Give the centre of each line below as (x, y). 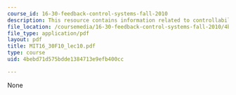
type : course (26, 53)
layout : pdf (25, 40)
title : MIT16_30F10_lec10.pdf (52, 46)
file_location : (29, 27)
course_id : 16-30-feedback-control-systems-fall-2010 (88, 14)
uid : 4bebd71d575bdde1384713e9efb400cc (66, 59)
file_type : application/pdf (48, 33)
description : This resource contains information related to (99, 20)
